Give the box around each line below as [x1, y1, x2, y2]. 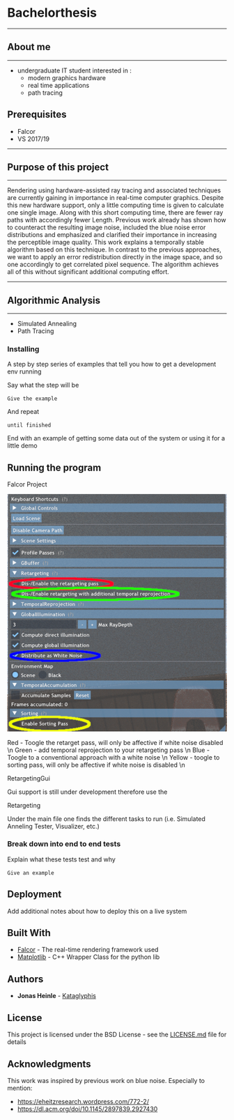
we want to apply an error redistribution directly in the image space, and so [7, 253, 223, 261]
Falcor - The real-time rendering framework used [17, 946, 159, 954]
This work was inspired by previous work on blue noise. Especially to [7, 1076, 205, 1084]
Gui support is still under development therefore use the [7, 788, 168, 796]
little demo [7, 441, 38, 450]
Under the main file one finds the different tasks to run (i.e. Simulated [7, 814, 205, 823]
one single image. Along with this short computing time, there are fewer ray [7, 208, 224, 217]
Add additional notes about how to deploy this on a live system [7, 907, 187, 915]
